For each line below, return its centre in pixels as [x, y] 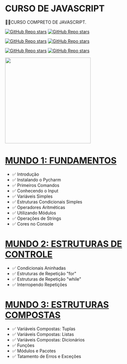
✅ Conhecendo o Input [35, 191]
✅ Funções [23, 345]
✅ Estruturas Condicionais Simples [47, 202]
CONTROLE [29, 254]
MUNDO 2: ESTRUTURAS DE [63, 244]
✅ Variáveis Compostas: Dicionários [48, 339]
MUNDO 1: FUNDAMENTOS [61, 161]
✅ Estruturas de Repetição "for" [44, 273]
